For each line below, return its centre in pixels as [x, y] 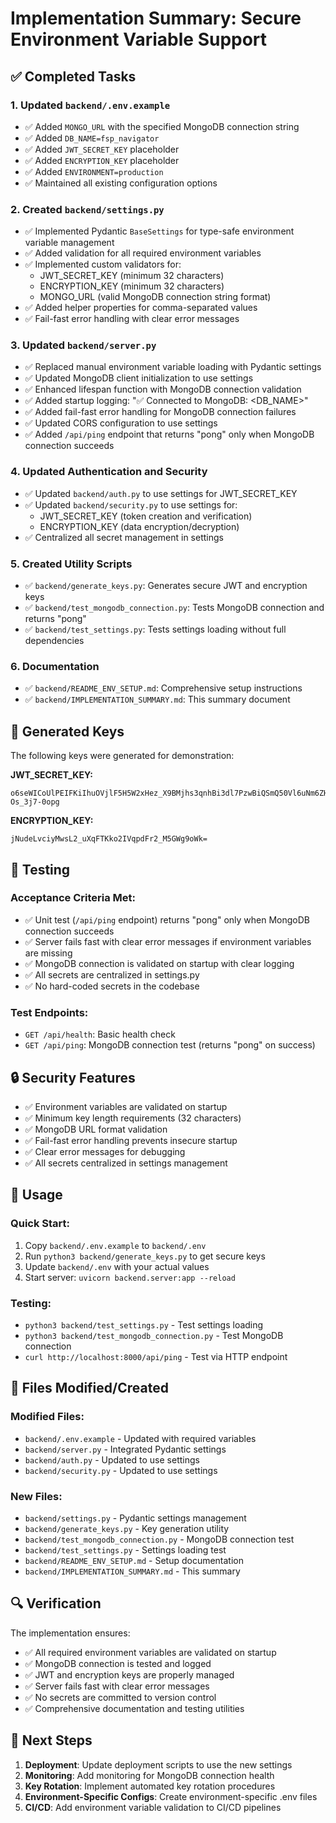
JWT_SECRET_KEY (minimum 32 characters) [132, 276]
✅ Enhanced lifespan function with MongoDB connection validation [163, 389]
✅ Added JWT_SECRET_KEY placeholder [102, 149]
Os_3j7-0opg [35, 802]
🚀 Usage [36, 1195]
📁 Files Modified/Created [89, 1388]
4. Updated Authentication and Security [109, 472]
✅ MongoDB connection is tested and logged [118, 1663]
